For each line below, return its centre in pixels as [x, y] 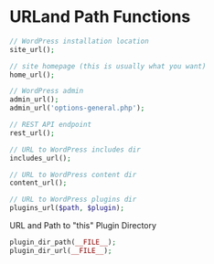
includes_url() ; [40, 158]
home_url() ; [32, 75]
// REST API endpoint [51, 125]
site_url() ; [32, 49]
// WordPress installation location [79, 41]
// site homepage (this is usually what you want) [108, 66]
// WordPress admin [47, 91]
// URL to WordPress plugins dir [73, 200]
